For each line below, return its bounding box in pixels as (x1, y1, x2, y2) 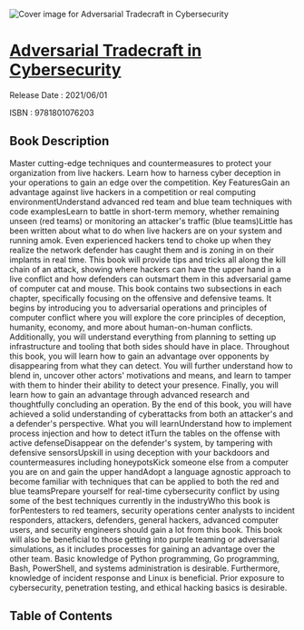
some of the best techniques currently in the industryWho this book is (9, 495, 270, 506)
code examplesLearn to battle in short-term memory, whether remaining (9, 205, 279, 217)
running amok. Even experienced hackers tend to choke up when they (9, 234, 272, 245)
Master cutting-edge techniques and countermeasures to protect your (9, 157, 272, 168)
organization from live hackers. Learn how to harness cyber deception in (9, 167, 281, 178)
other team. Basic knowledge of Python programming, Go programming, (9, 553, 279, 564)
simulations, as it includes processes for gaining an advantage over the (9, 543, 275, 554)
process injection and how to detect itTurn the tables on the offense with (9, 428, 281, 438)
